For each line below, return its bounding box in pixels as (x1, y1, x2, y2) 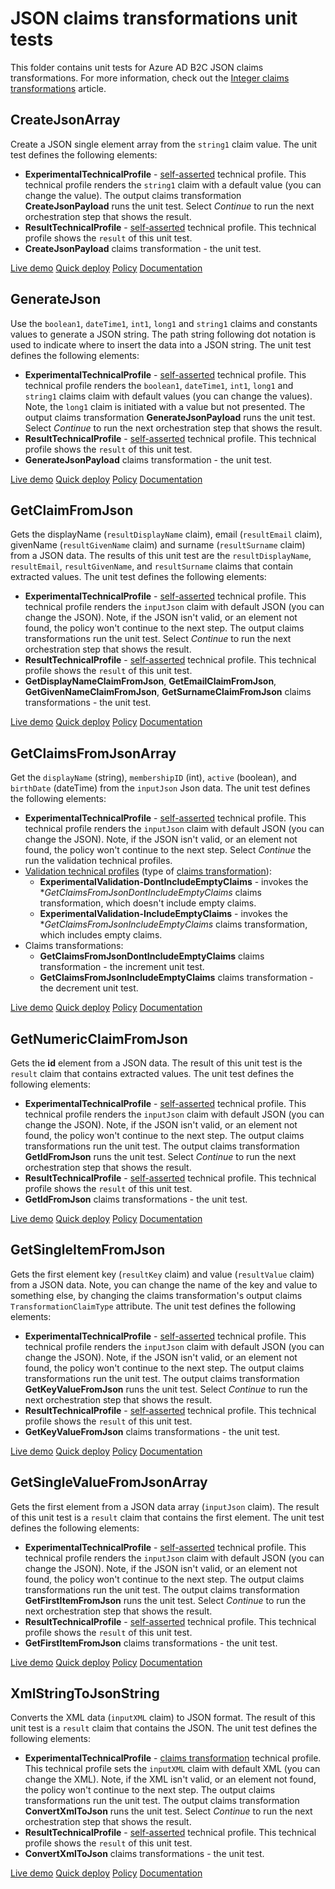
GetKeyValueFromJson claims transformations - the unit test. (24, 1425, 281, 1437)
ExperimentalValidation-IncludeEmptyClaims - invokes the (39, 908, 288, 920)
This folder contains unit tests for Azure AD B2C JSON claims (10, 61, 264, 73)
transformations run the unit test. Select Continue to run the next (24, 633, 292, 645)
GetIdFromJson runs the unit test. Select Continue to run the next (24, 1151, 297, 1162)
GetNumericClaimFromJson (10, 1030, 188, 1047)
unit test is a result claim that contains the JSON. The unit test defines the (10, 1722, 318, 1734)
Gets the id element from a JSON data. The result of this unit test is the (10, 1057, 303, 1069)
